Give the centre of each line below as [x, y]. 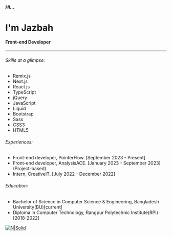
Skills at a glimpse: [25, 60]
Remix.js [21, 76]
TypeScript [24, 92]
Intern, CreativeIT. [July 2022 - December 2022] [64, 174]
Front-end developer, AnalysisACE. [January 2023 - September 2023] [87, 163]
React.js [21, 87]
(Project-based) [29, 169]
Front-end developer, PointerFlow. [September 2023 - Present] [79, 158]
